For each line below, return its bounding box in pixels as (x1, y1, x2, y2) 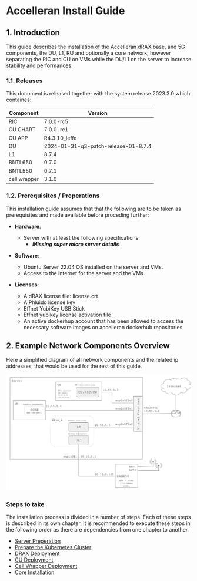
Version (88, 109, 108, 116)
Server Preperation (14, 537, 61, 544)
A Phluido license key (23, 299, 76, 306)
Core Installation (14, 569, 55, 576)
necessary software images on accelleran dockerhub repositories (23, 323, 183, 331)
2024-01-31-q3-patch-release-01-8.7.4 (44, 143, 152, 150)
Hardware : (14, 223, 41, 230)
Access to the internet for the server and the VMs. (23, 269, 145, 276)
